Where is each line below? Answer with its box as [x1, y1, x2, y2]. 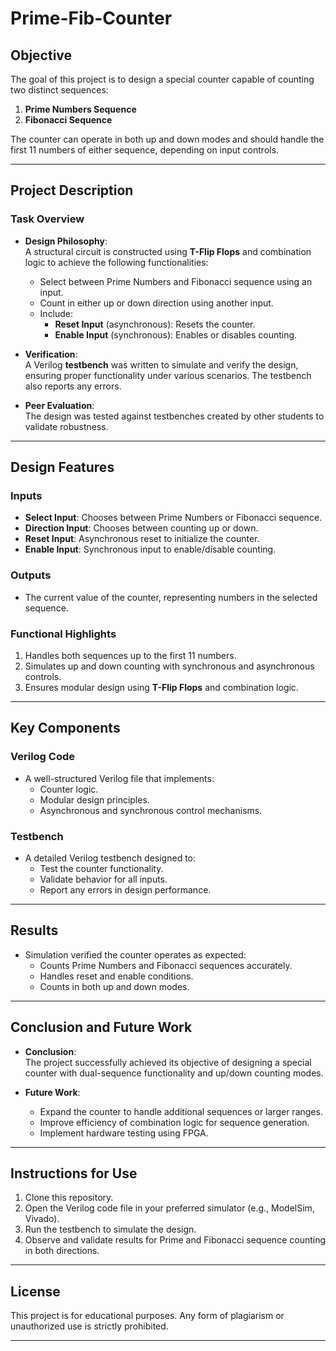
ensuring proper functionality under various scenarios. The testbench [24, 369, 312, 381]
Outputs [10, 568, 52, 582]
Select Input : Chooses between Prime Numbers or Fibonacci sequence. [24, 512, 323, 524]
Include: [39, 307, 74, 319]
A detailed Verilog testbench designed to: [24, 852, 197, 864]
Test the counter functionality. [39, 862, 164, 874]
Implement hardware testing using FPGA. [39, 1127, 209, 1139]
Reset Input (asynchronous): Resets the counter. [54, 318, 256, 330]
